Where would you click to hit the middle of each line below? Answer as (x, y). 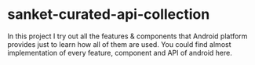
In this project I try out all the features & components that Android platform (127, 36)
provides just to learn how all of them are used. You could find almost (119, 44)
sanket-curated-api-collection (109, 14)
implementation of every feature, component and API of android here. (120, 52)
